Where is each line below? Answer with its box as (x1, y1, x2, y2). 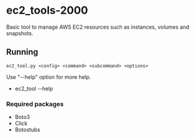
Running (6, 47, 39, 57)
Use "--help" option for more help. (6, 73, 92, 81)
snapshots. (6, 29, 34, 36)
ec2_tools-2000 (6, 4, 89, 17)
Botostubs (14, 126, 41, 133)
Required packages (6, 100, 64, 108)
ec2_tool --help (14, 85, 53, 92)
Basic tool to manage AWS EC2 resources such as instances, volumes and (6, 23, 190, 30)
